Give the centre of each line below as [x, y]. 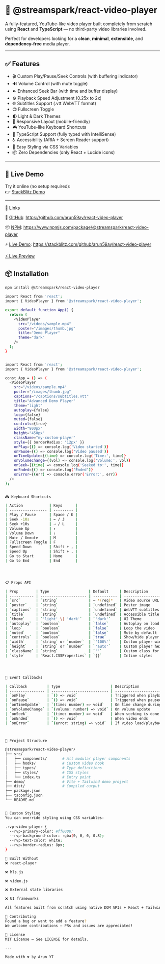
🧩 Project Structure [26, 741]
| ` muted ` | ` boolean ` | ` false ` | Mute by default [81, 633]
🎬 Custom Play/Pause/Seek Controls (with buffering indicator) [75, 76]
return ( [18, 315]
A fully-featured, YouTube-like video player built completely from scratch [79, 24]
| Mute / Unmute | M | [41, 538]
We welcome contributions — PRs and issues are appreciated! [69, 926]
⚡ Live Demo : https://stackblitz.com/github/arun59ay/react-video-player [78, 244]
